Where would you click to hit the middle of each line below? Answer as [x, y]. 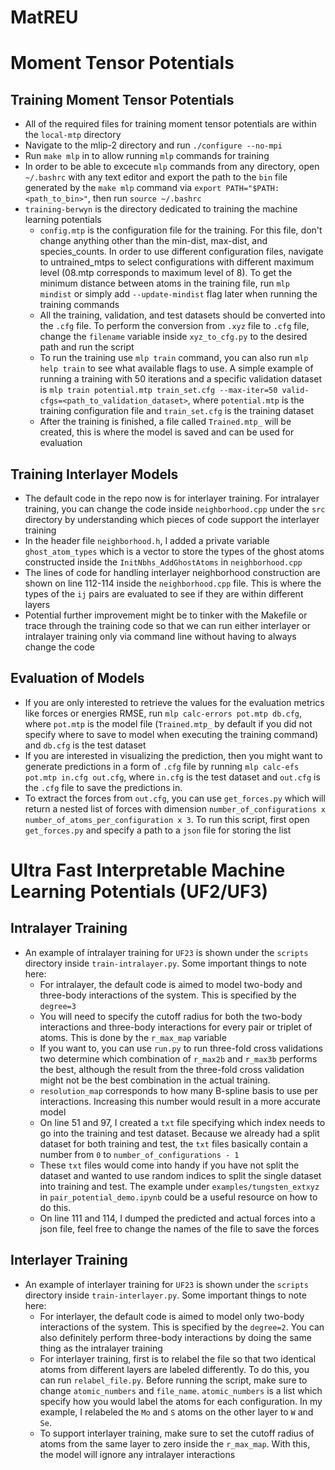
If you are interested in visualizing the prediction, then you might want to [173, 755]
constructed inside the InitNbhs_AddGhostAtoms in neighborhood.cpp [163, 562]
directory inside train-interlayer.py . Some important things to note [165, 1295]
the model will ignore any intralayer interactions [137, 1454]
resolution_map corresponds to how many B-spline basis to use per [178, 1090]
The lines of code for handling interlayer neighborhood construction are [172, 572]
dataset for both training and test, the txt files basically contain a [173, 1143]
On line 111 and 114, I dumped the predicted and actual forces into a [177, 1218]
